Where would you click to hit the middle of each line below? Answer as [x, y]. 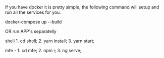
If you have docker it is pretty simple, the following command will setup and [82, 7]
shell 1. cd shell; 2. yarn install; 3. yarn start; [50, 41]
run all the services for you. [33, 12]
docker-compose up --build [33, 22]
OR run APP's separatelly [31, 31]
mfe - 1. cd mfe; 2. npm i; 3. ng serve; [43, 50]
